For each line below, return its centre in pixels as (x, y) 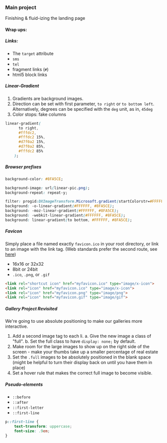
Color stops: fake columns (39, 114)
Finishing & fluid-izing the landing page (45, 18)
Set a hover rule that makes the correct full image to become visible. (82, 373)
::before (21, 397)
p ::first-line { (22, 422)
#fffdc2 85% (31, 151)
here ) (11, 254)
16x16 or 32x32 (28, 264)
